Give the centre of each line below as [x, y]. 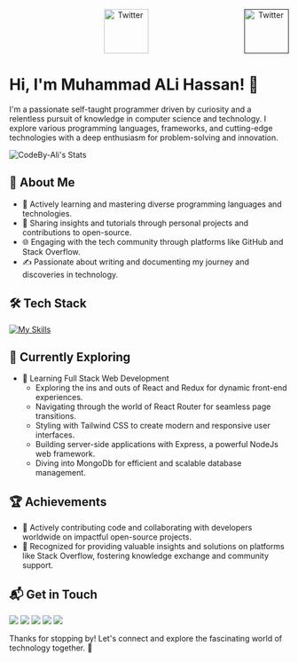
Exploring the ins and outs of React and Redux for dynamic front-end [161, 388]
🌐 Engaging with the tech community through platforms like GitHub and [153, 241]
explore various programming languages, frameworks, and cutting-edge [141, 128]
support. [38, 565]
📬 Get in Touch [53, 594]
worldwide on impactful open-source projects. [107, 537]
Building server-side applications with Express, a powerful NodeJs [157, 445]
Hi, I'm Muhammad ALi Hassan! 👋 [134, 85]
